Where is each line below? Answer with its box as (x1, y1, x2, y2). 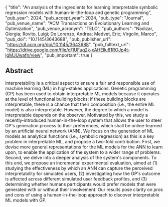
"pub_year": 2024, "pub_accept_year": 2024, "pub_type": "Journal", (5, 15, 144, 21)
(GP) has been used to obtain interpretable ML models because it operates (5, 90, 159, 97)
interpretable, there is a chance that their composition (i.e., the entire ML (5, 101, 155, 107)
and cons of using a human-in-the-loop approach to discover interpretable (5, 191, 159, 197)
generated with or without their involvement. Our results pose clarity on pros (5, 186, 163, 192)
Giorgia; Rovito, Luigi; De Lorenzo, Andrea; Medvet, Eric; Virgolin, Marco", (5, 31, 157, 37)
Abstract (5, 67, 34, 75)
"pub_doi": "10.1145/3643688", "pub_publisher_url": (5, 36, 112, 42)
